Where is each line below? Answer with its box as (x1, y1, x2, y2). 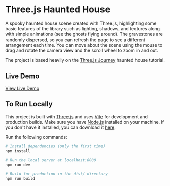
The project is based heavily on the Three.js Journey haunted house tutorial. (5, 57, 165, 63)
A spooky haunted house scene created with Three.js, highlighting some (5, 20, 157, 26)
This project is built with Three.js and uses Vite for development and (5, 113, 148, 120)
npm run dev (5, 162, 30, 168)
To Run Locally (5, 100, 53, 108)
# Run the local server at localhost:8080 (5, 158, 96, 163)
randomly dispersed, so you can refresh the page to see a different (5, 36, 146, 43)
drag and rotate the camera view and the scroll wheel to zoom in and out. (5, 47, 158, 53)
